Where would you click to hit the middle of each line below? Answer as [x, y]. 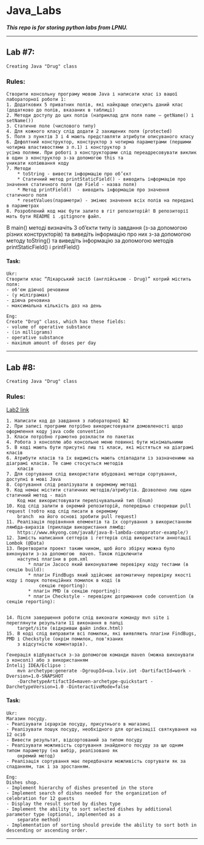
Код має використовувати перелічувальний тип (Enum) [85, 501]
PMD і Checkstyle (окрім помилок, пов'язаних [65, 639]
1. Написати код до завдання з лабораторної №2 [68, 421]
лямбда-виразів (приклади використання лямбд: [66, 527]
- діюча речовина [28, 301]
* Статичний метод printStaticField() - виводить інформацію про [102, 179]
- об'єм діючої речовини [38, 290]
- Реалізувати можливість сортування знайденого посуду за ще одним [95, 745]
